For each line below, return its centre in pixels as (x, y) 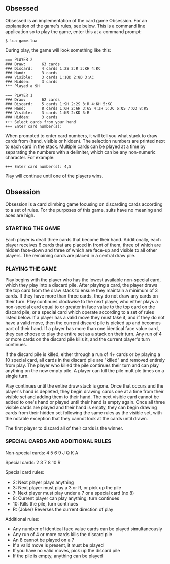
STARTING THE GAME (33, 228)
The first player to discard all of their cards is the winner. (64, 428)
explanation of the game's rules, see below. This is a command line (75, 26)
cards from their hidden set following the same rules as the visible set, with (84, 413)
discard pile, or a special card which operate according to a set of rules (80, 312)
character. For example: (30, 157)
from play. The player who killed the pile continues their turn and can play (82, 365)
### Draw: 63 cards (32, 64)
